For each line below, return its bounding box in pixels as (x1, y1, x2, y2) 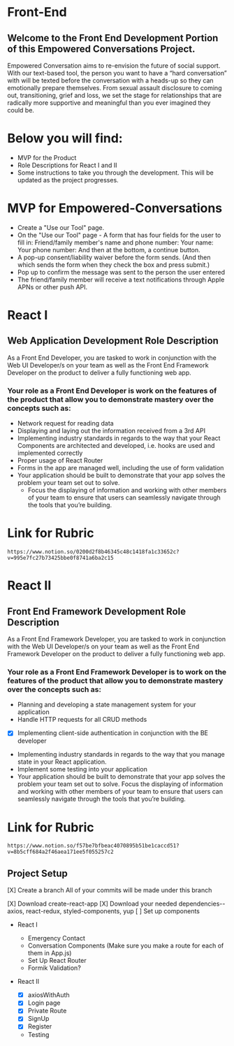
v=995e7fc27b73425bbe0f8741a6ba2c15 (7, 555, 114, 562)
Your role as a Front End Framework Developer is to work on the (7, 667, 227, 677)
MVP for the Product (17, 153, 77, 161)
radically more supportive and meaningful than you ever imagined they (7, 99, 211, 107)
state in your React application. (17, 757, 107, 766)
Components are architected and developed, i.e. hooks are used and (17, 442, 215, 450)
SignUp (27, 1015, 50, 1023)
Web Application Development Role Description (7, 335, 219, 347)
